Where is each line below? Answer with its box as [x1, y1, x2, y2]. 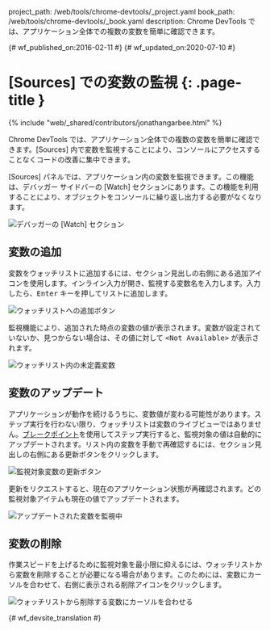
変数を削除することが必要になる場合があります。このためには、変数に [15, 569, 248, 580]
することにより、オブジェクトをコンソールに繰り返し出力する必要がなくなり [8, 191, 263, 201]
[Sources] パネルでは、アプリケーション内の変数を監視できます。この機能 [8, 171, 254, 181]
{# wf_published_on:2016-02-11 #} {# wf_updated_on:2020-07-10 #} [8, 43, 236, 52]
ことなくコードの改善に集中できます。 [8, 154, 135, 164]
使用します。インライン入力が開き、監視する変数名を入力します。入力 [29, 278, 261, 288]
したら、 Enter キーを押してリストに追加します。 [8, 288, 172, 298]
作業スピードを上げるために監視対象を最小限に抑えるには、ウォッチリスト [8, 560, 255, 569]
